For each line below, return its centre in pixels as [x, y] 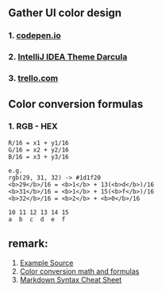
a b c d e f [37, 219]
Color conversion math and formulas [79, 271]
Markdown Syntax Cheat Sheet [71, 279]
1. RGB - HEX [33, 126]
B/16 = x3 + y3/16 [39, 157]
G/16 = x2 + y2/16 [39, 150]
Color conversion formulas [76, 104]
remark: [28, 244]
